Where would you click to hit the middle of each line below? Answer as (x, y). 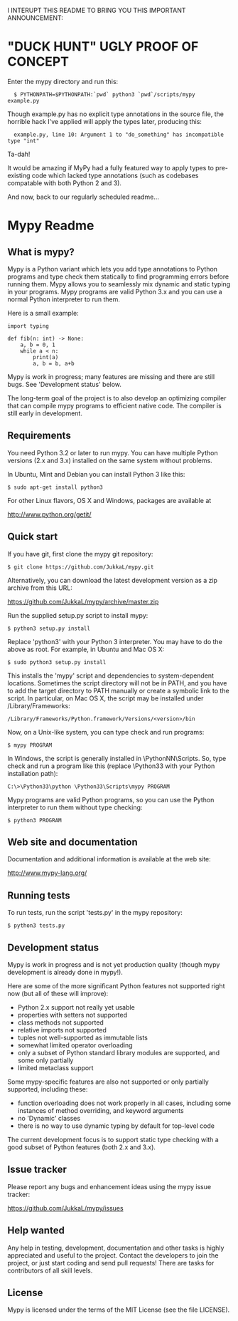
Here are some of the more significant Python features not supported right (116, 986)
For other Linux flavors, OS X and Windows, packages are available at (109, 500)
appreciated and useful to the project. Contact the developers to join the (113, 1255)
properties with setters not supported (72, 1015)
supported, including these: (48, 1089)
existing (19, 175)
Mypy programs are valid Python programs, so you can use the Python (111, 799)
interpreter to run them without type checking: (75, 807)
